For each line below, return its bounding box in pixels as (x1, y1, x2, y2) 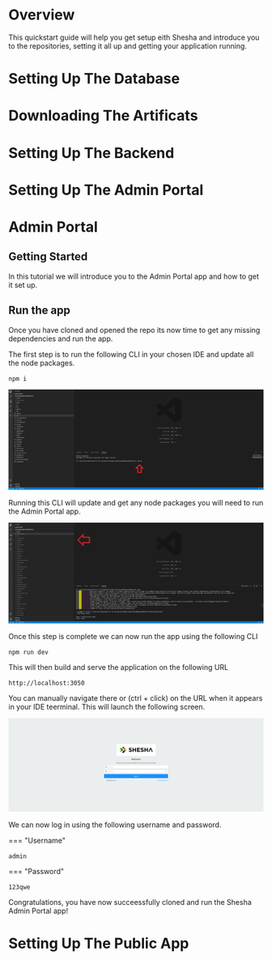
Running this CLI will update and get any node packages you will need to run (8, 498, 264, 508)
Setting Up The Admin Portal (8, 181, 204, 199)
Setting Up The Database (8, 70, 181, 88)
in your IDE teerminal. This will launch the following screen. (8, 702, 206, 712)
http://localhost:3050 (8, 679, 85, 688)
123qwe (8, 883, 31, 892)
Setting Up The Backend (8, 143, 175, 162)
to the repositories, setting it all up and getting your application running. (8, 41, 247, 50)
